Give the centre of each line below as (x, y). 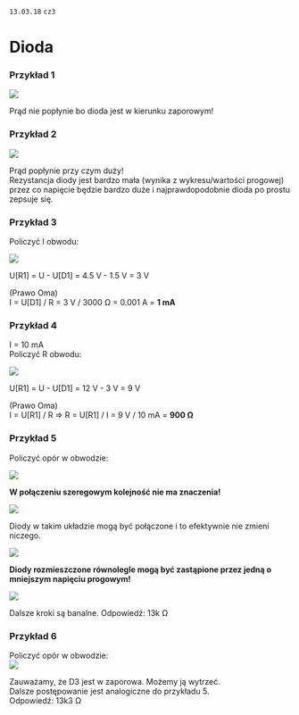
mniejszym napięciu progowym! (70, 578)
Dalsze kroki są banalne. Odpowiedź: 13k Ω (89, 612)
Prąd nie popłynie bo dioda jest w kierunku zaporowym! (112, 111)
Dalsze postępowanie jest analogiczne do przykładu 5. (109, 691)
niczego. (25, 535)
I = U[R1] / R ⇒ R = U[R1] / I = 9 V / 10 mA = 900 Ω (101, 415)
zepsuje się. (31, 199)
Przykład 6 (33, 636)
